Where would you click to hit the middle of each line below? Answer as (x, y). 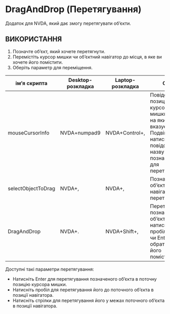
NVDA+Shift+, (122, 231)
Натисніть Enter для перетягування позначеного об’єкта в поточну (84, 279)
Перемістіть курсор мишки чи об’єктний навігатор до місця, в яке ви (87, 57)
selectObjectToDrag (32, 188)
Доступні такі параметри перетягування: (50, 269)
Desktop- (80, 80)
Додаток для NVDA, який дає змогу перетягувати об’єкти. (68, 23)
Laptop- (125, 80)
